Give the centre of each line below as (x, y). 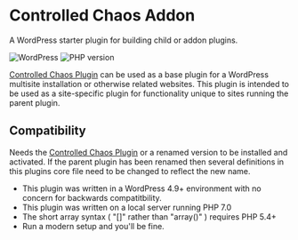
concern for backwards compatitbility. (92, 197)
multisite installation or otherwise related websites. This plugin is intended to (149, 84)
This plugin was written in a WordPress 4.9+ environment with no (142, 188)
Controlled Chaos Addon (102, 16)
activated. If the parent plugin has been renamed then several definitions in (147, 162)
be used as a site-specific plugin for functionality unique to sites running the (149, 93)
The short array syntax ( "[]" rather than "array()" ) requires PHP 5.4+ (149, 216)
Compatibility (48, 131)
